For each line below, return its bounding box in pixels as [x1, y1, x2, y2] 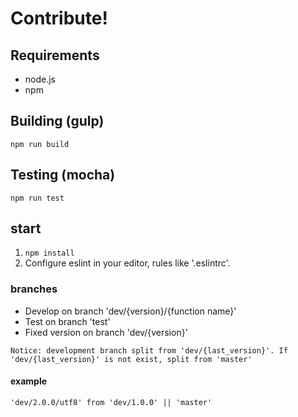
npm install [24, 248, 75, 259]
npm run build [10, 139, 70, 149]
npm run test [10, 193, 65, 203]
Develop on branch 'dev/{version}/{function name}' [24, 305, 237, 317]
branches [10, 282, 58, 296]
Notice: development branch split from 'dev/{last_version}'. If [10, 345, 288, 356]
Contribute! [10, 7, 108, 30]
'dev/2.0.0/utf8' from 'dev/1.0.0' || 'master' [10, 397, 213, 407]
